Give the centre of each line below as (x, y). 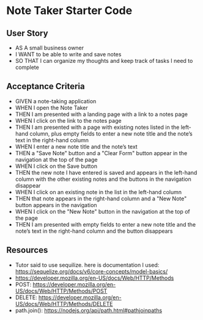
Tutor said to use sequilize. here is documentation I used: (87, 265)
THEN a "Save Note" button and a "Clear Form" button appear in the (101, 153)
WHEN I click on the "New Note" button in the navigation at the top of (103, 211)
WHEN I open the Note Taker (52, 107)
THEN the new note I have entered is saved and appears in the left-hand (106, 172)
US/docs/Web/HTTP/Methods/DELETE (64, 304)
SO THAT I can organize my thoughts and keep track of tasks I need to (104, 61)
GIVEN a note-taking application (56, 101)
